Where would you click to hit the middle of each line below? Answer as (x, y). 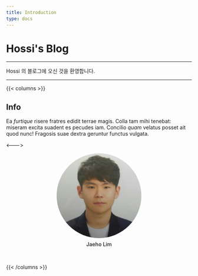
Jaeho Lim (99, 244)
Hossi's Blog (37, 49)
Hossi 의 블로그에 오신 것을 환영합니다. (51, 71)
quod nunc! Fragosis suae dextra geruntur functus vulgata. (77, 134)
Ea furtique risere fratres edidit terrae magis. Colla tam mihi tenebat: (89, 121)
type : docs (19, 19)
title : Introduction (32, 12)
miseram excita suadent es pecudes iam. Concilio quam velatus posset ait (96, 127)
